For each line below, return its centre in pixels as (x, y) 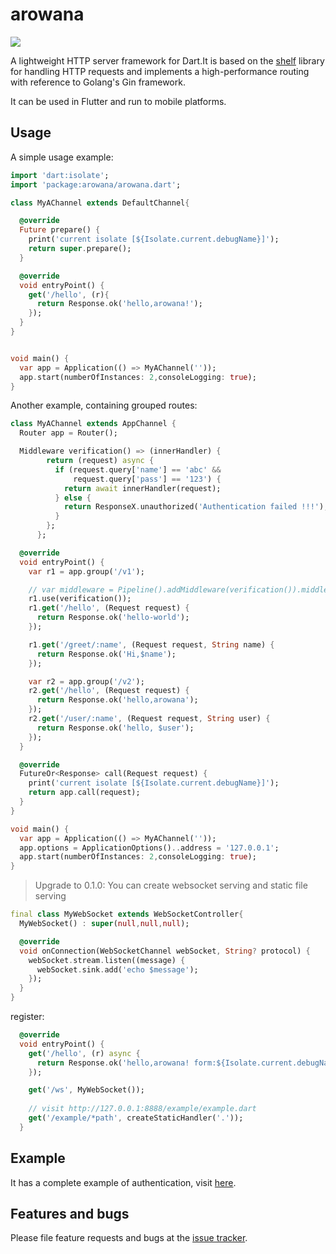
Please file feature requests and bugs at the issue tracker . (129, 1238)
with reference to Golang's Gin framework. (98, 82)
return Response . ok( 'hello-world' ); (113, 618)
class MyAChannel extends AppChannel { (93, 424)
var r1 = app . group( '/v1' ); (86, 571)
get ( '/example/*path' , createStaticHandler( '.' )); (136, 1118)
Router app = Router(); (68, 433)
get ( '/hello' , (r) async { (84, 1053)
